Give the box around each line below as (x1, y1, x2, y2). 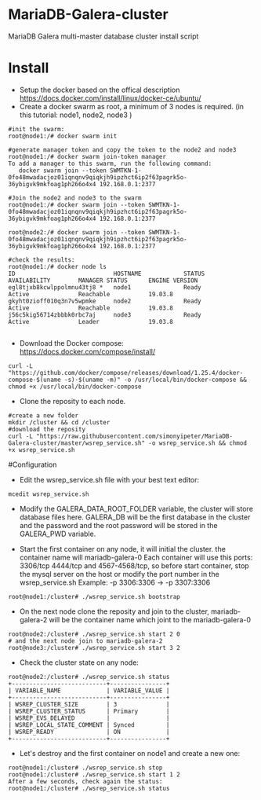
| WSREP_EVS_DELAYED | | (8, 714, 170, 722)
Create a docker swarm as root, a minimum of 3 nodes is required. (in (19, 101, 245, 111)
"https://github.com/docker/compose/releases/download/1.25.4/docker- (8, 369, 244, 376)
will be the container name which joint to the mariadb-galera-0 (49, 615, 252, 624)
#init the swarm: (8, 125, 65, 133)
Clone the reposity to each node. (19, 396, 126, 406)
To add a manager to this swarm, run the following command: (8, 160, 212, 167)
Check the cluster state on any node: (19, 658, 140, 667)
